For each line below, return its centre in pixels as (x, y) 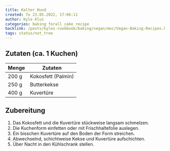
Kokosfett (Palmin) (52, 76)
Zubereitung (25, 110)
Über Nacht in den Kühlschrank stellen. (53, 144)
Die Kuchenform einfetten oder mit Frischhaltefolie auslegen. (76, 128)
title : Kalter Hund (26, 10)
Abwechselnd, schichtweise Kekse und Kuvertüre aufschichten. (79, 138)
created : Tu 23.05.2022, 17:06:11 (42, 15)
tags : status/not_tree (29, 33)
